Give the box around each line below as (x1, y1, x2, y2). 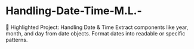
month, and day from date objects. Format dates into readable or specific (5, 30, 186, 37)
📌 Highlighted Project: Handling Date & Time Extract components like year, (5, 24, 189, 31)
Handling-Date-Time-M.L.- (5, 4, 143, 18)
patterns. (5, 36, 28, 43)
